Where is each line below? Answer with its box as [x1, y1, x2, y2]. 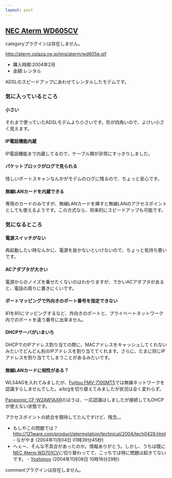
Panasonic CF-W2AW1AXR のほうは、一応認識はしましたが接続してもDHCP [5, 397, 164, 403]
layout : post [5, 7, 33, 13]
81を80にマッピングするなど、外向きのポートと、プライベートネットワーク [5, 310, 164, 316]
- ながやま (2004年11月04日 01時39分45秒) [12, 437, 104, 443]
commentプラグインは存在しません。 [5, 467, 84, 473]
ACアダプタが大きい [5, 266, 48, 272]
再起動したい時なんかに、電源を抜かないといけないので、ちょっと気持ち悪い [5, 247, 167, 253]
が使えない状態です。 [5, 403, 50, 409]
